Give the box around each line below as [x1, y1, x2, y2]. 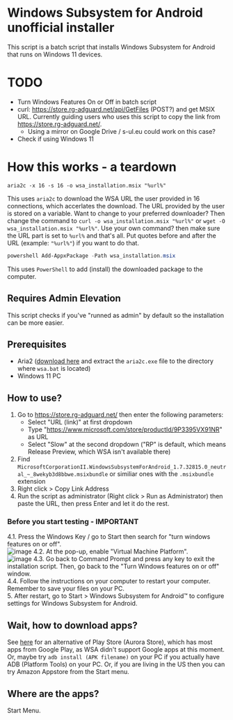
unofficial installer [7, 20, 115, 36]
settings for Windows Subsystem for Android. [7, 599, 138, 608]
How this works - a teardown [7, 159, 177, 175]
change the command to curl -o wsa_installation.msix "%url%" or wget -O [7, 216, 225, 224]
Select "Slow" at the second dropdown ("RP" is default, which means [27, 441, 226, 449]
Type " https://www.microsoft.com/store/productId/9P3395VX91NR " [27, 425, 223, 434]
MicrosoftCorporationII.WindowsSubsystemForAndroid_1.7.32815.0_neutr [17, 464, 227, 471]
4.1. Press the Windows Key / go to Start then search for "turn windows [7, 533, 211, 541]
